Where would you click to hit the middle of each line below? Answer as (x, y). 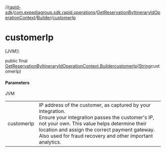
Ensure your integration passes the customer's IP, (97, 117)
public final (17, 61)
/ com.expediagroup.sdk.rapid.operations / (55, 12)
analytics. (50, 142)
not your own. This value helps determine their (93, 124)
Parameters (17, 82)
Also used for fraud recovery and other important (96, 136)
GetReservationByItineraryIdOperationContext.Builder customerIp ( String (78, 66)
